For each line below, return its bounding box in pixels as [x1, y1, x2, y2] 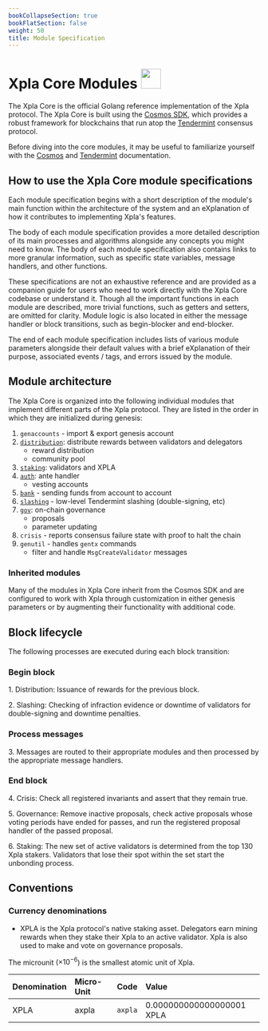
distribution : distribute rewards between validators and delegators [19, 437, 243, 446]
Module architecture [8, 375, 112, 388]
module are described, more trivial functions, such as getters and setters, [8, 303, 250, 311]
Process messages [8, 728, 84, 740]
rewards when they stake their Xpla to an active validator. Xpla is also [19, 932, 248, 942]
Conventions [8, 882, 74, 895]
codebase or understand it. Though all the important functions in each [8, 294, 239, 303]
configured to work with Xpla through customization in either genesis [8, 594, 235, 604]
